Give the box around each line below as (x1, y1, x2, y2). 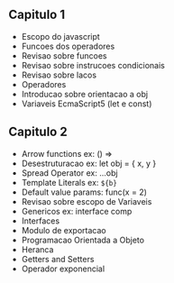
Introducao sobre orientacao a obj (21, 88, 149, 99)
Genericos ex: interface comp (21, 205, 133, 216)
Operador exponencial (21, 263, 105, 274)
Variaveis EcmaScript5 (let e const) (21, 98, 152, 109)
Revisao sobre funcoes (21, 50, 107, 61)
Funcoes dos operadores (21, 41, 115, 51)
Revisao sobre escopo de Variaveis (21, 196, 152, 206)
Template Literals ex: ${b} (21, 177, 118, 187)
